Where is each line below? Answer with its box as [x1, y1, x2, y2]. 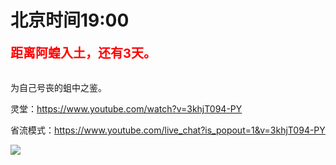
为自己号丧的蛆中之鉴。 [10, 81, 107, 93]
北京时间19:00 [10, 9, 130, 32]
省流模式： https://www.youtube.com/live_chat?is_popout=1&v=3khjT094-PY [10, 124, 326, 136]
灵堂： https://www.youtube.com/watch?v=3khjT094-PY [10, 102, 243, 115]
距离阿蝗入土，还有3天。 [10, 45, 157, 61]
